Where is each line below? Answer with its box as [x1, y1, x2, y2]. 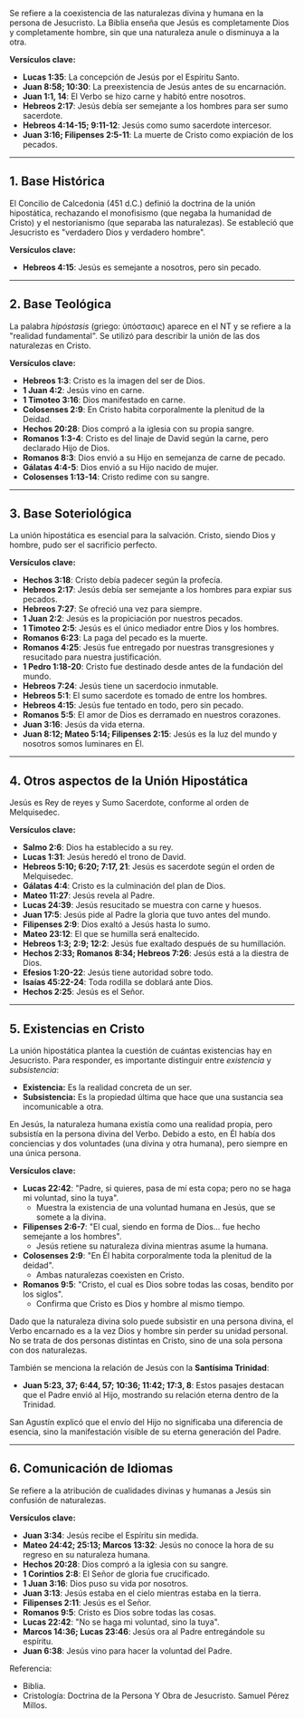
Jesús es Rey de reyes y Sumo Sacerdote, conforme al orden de [9, 797, 250, 808]
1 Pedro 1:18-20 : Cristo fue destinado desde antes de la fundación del [22, 661, 283, 672]
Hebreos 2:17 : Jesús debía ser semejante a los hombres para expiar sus [22, 584, 292, 595]
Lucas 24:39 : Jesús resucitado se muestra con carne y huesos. [22, 900, 262, 911]
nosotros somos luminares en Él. [22, 738, 145, 749]
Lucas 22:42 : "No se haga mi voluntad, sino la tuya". [22, 1617, 220, 1627]
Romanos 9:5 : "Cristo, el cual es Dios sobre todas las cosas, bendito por [22, 1279, 294, 1290]
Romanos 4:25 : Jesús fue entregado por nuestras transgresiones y [22, 642, 274, 653]
